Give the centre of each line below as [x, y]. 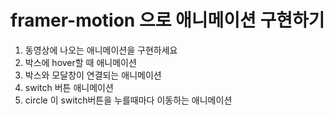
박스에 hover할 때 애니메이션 [80, 62]
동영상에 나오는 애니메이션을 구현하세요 [101, 50]
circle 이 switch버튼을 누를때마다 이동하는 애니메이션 [128, 100]
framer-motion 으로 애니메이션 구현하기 [167, 20]
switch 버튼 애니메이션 [69, 87]
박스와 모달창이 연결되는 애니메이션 [93, 75]
